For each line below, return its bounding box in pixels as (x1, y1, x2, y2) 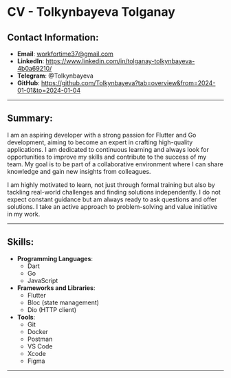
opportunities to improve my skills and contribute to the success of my (7, 153, 207, 161)
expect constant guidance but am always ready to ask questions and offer (7, 195, 217, 203)
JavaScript (27, 276, 58, 285)
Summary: (7, 113, 53, 124)
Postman (27, 335, 53, 343)
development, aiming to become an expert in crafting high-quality (7, 138, 193, 146)
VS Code (27, 342, 53, 351)
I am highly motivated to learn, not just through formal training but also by (7, 180, 215, 189)
